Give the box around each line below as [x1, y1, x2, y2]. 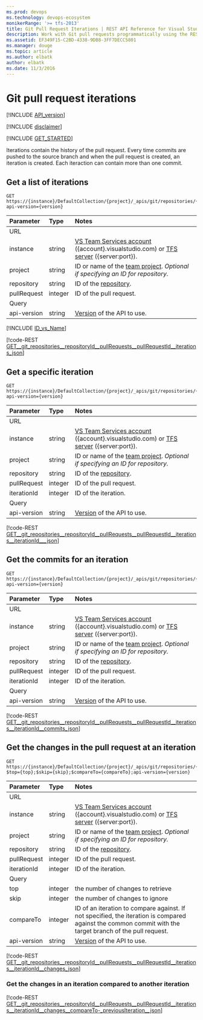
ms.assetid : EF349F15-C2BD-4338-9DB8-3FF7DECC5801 [6, 37, 137, 43]
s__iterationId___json [6, 537, 57, 544]
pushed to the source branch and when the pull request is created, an [6, 153, 180, 161]
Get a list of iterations [6, 177, 89, 187]
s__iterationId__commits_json [6, 725, 79, 732]
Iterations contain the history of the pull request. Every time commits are [6, 147, 186, 154]
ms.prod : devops [6, 8, 47, 15]
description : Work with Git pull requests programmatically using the [6, 32, 188, 38]
